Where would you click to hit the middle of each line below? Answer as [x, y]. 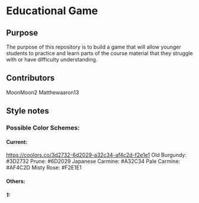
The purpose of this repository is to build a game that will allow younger [94, 47]
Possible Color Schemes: [43, 128]
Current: [17, 142]
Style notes [28, 111]
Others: [16, 181]
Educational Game [52, 11]
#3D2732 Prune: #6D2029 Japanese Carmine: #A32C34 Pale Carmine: [93, 162]
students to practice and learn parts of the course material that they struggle [99, 53]
